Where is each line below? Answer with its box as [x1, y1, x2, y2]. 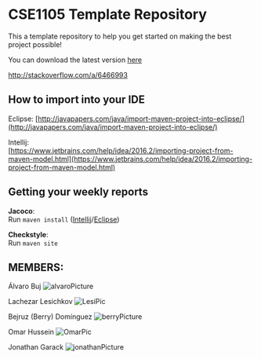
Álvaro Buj [8, 281, 42, 291]
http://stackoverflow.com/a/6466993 [8, 70, 128, 79]
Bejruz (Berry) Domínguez [8, 312, 92, 321]
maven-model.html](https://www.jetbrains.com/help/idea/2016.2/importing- [8, 154, 253, 163]
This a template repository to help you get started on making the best [8, 31, 232, 41]
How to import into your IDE [8, 93, 145, 107]
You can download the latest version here [8, 55, 143, 64]
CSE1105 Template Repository [8, 5, 208, 24]
